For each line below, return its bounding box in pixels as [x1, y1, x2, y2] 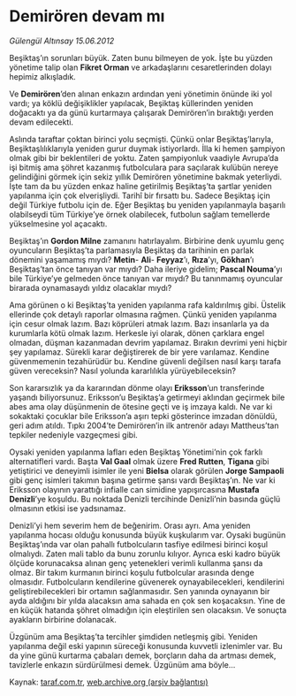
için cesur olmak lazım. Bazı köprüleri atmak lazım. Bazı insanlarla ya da [9, 318, 269, 329]
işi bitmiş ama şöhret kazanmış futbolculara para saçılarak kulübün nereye [9, 162, 278, 172]
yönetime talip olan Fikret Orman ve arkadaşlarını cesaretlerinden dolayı [9, 62, 272, 73]
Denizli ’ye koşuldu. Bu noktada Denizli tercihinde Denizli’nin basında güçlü [9, 493, 281, 504]
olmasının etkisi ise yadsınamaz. [9, 502, 126, 514]
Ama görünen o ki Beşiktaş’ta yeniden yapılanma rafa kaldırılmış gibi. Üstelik [9, 299, 286, 310]
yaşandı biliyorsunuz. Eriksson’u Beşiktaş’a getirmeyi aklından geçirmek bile [9, 392, 285, 402]
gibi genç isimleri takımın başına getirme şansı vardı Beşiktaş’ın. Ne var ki [9, 475, 276, 486]
